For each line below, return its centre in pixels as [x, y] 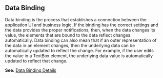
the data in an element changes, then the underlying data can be [70, 45]
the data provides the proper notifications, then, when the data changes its [80, 30]
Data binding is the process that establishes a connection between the [76, 19]
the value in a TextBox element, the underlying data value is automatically [79, 56]
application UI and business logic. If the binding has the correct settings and [82, 25]
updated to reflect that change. [36, 61]
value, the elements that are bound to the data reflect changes [68, 35]
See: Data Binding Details [31, 70]
